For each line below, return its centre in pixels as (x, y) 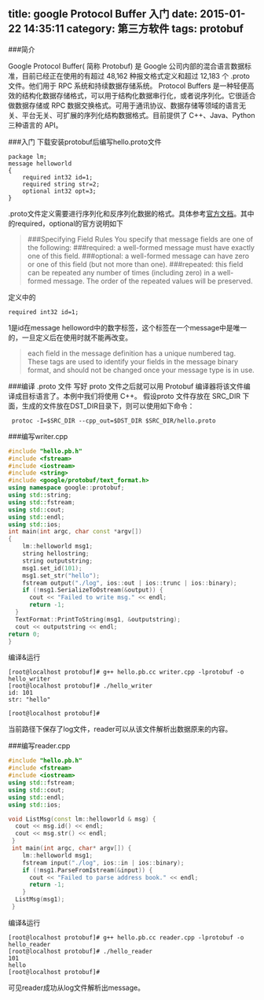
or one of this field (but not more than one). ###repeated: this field (135, 264)
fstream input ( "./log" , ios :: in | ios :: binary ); (103, 863)
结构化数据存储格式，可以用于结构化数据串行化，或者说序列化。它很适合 (139, 95)
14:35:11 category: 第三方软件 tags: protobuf (133, 29)
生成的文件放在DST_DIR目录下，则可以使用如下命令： (108, 406)
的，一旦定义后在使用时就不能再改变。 (70, 338)
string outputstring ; (57, 561)
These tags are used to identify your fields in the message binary (132, 361)
